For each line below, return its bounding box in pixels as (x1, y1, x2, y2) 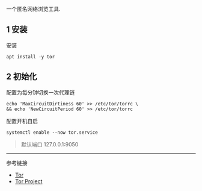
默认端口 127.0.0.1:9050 (20, 140, 79, 148)
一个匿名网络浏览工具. (6, 5, 61, 12)
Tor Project (14, 177, 43, 185)
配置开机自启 (6, 117, 38, 125)
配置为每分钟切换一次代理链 (6, 89, 75, 96)
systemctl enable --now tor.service (6, 129, 98, 136)
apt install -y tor (6, 54, 55, 60)
